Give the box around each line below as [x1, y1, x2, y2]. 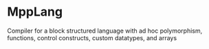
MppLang [7, 4, 63, 20]
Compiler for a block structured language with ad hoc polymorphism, [7, 27, 203, 35]
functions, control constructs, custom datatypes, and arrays [7, 33, 177, 42]
